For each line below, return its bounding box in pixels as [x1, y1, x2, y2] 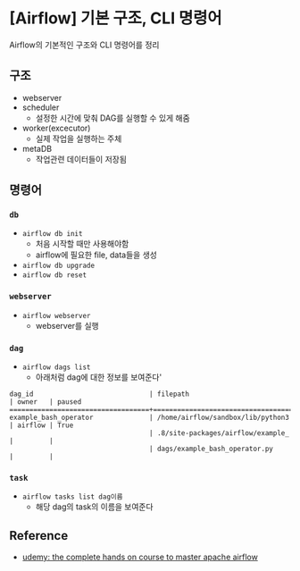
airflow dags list [21, 363, 91, 372]
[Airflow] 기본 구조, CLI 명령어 [9, 8, 222, 29]
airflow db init [21, 230, 83, 239]
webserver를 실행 [35, 320, 100, 331]
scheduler [21, 102, 60, 113]
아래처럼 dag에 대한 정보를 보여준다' [35, 372, 162, 382]
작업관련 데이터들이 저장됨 [35, 154, 128, 164]
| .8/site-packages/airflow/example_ [148, 429, 290, 438]
